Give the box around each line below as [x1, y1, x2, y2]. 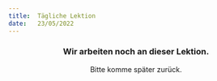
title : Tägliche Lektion [8, 11, 96, 20]
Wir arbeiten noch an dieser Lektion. [62, 46, 210, 58]
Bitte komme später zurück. [90, 64, 182, 74]
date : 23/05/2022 [8, 19, 74, 28]
